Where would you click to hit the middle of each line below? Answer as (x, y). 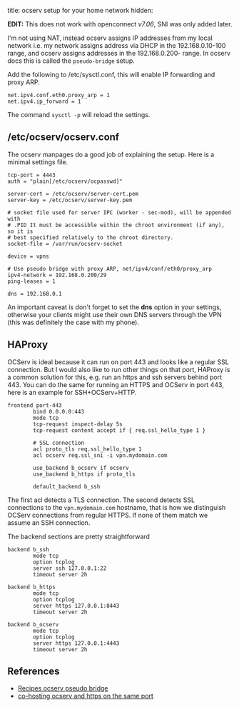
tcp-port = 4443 (31, 175)
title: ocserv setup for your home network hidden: (80, 10)
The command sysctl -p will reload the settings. (79, 115)
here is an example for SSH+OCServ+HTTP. (72, 392)
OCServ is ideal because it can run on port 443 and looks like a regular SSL (118, 362)
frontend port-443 (35, 405)
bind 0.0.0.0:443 (59, 411)
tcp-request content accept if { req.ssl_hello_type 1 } (119, 430)
